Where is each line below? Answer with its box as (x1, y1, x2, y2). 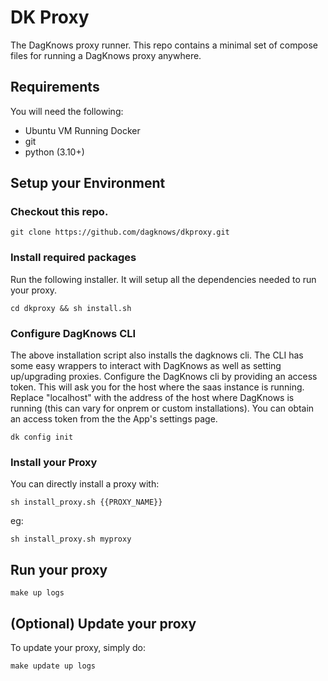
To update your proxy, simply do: (10, 641, 147, 653)
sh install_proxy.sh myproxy (10, 534, 132, 545)
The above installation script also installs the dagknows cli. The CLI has (10, 349, 304, 361)
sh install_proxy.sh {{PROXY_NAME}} (10, 497, 163, 508)
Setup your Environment (10, 175, 166, 192)
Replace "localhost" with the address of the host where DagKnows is (10, 392, 295, 404)
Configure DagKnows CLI (10, 326, 137, 340)
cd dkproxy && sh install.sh (10, 303, 132, 313)
